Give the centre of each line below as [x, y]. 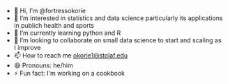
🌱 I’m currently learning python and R [67, 33]
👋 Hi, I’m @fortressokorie [49, 11]
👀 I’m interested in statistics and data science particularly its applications [118, 18]
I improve [27, 48]
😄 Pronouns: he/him [43, 65]
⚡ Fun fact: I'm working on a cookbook [69, 73]
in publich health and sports [54, 25]
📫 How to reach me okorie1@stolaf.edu [71, 55]
